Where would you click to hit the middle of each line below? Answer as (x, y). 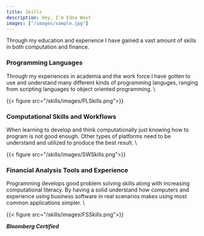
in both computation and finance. (48, 47)
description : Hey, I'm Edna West (49, 18)
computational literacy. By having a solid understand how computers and (98, 190)
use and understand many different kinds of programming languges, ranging (102, 82)
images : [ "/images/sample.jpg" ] (47, 23)
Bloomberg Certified (33, 226)
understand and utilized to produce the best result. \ (72, 142)
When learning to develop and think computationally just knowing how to (98, 130)
